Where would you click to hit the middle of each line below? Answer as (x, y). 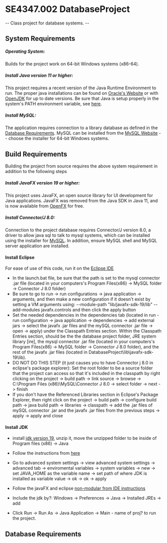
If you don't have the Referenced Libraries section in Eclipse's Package (85, 394)
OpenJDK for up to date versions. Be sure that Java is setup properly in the (82, 99)
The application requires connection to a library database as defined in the (82, 128)
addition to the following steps (36, 172)
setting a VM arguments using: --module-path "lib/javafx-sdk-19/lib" (82, 305)
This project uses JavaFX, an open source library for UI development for (79, 195)
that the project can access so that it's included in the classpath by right (86, 373)
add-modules (26, 310)
